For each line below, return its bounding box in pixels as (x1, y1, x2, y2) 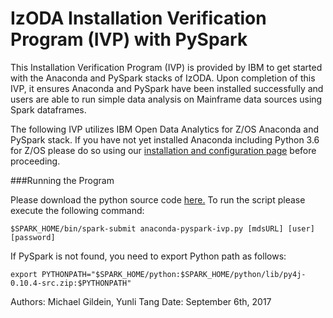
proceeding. (10, 155, 61, 167)
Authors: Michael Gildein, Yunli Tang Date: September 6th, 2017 (10, 295, 272, 307)
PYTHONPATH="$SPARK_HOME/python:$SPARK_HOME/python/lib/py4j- (41, 269, 307, 279)
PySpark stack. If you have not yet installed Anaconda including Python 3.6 (10, 133, 320, 146)
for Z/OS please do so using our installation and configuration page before (10, 144, 317, 156)
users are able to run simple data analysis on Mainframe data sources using (10, 93, 323, 105)
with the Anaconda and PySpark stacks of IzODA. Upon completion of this (10, 72, 316, 84)
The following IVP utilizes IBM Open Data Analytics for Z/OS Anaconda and (10, 123, 320, 135)
